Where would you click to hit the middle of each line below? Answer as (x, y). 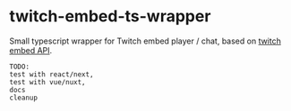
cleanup (24, 98)
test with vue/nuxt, (48, 82)
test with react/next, (51, 74)
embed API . (31, 50)
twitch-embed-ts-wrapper (110, 16)
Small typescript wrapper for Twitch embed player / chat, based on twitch (145, 41)
